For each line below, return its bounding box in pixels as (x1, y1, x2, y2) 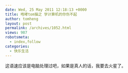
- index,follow (9, 39, 41, 44)
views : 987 (5, 30, 28, 35)
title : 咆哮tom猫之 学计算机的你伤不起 (5, 12, 77, 17)
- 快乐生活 (9, 48, 29, 53)
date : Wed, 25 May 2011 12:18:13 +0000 (5, 7, 87, 12)
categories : (5, 44, 30, 49)
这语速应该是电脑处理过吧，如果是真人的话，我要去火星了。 (5, 63, 126, 69)
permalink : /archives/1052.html (5, 26, 71, 31)
